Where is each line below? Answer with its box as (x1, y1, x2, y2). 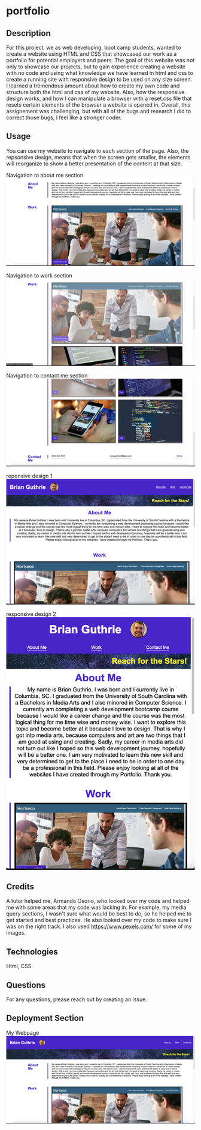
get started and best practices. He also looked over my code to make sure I (6, 917, 191, 924)
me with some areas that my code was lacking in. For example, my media (6, 904, 187, 911)
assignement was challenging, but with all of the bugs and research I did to (6, 108, 191, 114)
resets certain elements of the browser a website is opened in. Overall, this (6, 101, 191, 108)
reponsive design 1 (6, 472, 53, 480)
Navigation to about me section (6, 171, 84, 179)
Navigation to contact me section (6, 372, 88, 379)
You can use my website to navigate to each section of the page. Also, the (6, 147, 189, 154)
